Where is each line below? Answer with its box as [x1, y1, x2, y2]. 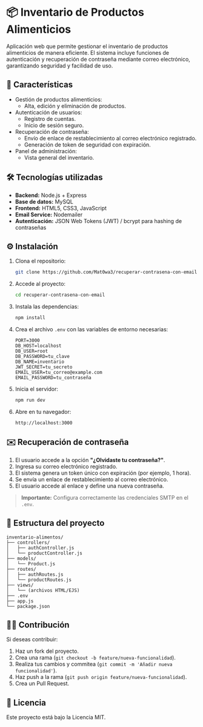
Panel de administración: [15, 147, 77, 154]
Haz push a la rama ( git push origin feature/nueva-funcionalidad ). [15, 674, 187, 681]
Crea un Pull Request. [15, 680, 70, 687]
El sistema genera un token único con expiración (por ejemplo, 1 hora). [15, 469, 191, 477]
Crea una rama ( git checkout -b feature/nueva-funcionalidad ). [15, 654, 176, 661]
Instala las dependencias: [15, 303, 79, 311]
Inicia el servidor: [15, 385, 59, 393]
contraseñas [15, 224, 47, 231]
